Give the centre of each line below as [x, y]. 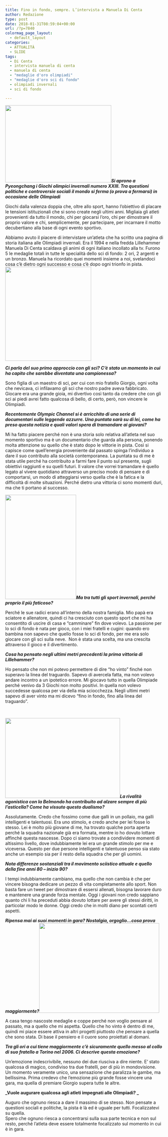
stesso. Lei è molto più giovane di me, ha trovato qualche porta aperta [77, 827]
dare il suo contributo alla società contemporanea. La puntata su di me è [80, 456]
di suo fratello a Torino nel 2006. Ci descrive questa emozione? [73, 1052]
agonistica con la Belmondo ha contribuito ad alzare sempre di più [76, 801]
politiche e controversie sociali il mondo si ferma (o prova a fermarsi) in [81, 191]
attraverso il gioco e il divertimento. [42, 644]
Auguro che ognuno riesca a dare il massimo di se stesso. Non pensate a [81, 1102]
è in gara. [15, 1129]
